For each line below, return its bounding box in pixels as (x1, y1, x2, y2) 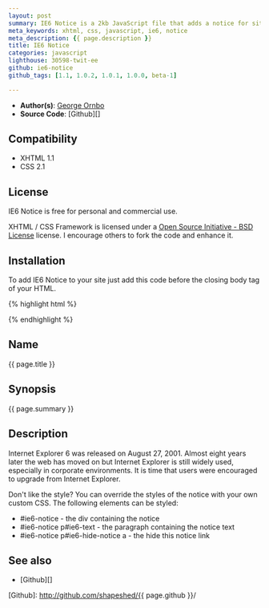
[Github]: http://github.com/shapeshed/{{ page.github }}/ (8, 590, 196, 600)
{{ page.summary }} (8, 403, 74, 413)
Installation (8, 253, 66, 267)
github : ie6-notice (8, 64, 74, 72)
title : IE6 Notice (8, 42, 70, 50)
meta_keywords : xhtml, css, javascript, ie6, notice (8, 26, 188, 34)
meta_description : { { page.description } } (8, 34, 152, 43)
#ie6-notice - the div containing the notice (19, 513, 160, 523)
